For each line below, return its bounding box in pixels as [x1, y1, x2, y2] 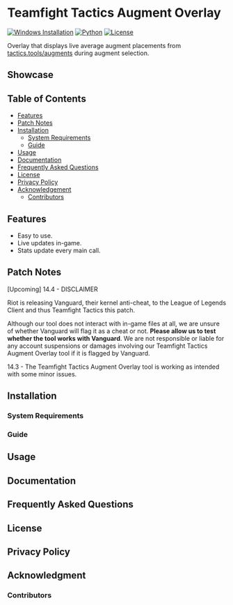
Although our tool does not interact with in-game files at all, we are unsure [7, 319, 220, 328]
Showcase [7, 69, 54, 81]
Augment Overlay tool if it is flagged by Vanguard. [7, 349, 151, 357]
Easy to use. [17, 231, 53, 240]
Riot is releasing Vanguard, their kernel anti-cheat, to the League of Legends [7, 298, 227, 307]
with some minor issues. [7, 369, 77, 378]
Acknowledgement [17, 185, 72, 194]
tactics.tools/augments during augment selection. [7, 49, 150, 57]
